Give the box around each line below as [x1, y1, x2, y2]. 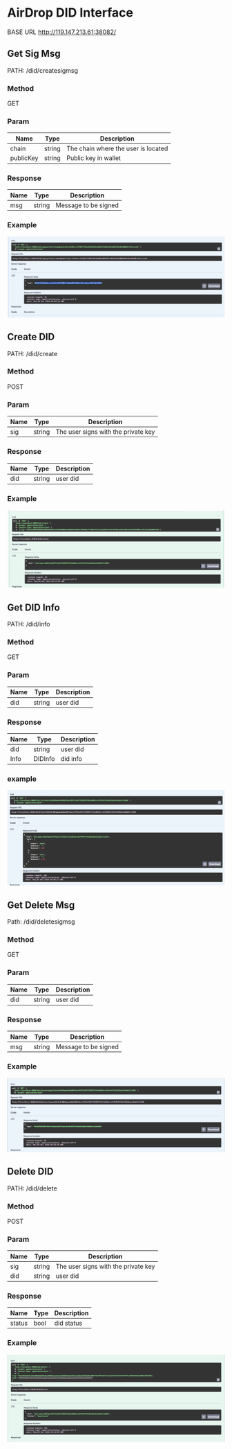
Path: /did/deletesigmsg [7, 917, 75, 926]
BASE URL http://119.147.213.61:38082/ [7, 28, 117, 36]
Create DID [7, 331, 55, 343]
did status [54, 1319, 83, 1327]
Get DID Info [7, 601, 60, 613]
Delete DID [7, 1166, 54, 1177]
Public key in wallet [66, 154, 121, 162]
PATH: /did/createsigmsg [7, 66, 78, 74]
